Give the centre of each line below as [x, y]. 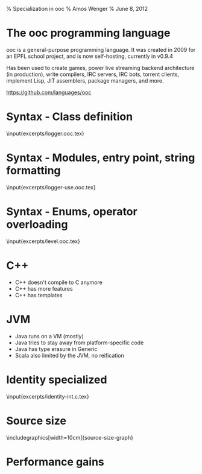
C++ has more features [44, 288]
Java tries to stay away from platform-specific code [79, 343]
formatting [34, 171]
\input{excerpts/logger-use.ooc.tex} [51, 187]
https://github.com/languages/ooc [49, 92]
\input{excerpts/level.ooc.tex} [43, 241]
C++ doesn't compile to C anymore [58, 282]
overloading [37, 224]
